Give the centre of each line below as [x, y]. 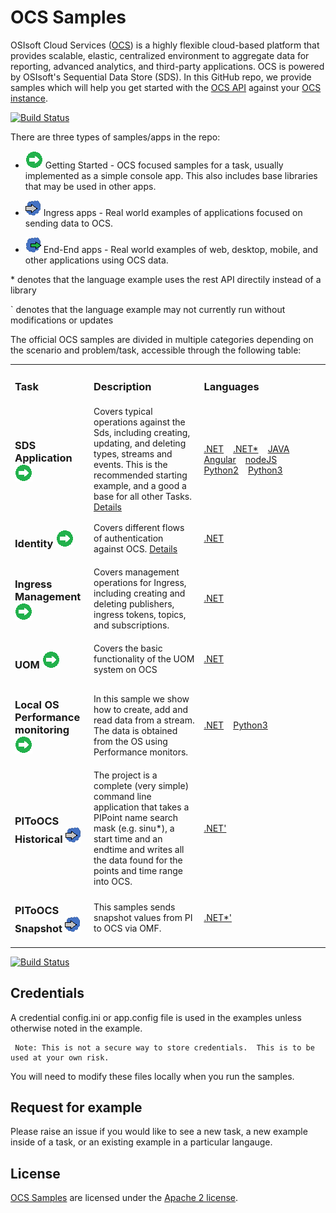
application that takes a [141, 807]
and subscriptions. [131, 625]
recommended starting [140, 475]
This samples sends [134, 907]
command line [122, 796]
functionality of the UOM [144, 658]
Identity [34, 544]
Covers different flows [139, 527]
